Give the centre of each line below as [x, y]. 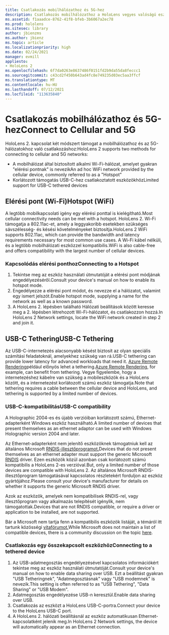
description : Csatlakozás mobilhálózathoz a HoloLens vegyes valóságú [81, 15]
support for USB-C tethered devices [50, 185]
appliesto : [17, 61]
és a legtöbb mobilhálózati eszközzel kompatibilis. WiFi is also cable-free [80, 246]
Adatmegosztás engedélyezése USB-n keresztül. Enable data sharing [84, 595]
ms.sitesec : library [27, 29]
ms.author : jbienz [24, 38]
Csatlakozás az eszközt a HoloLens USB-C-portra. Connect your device [86, 605]
